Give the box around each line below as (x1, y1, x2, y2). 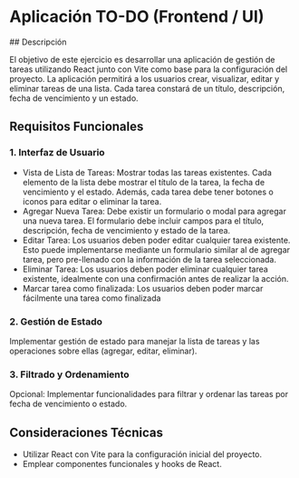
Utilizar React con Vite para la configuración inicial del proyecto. (22, 449, 263, 460)
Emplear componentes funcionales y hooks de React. (22, 459, 222, 470)
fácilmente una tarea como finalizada (22, 293, 161, 304)
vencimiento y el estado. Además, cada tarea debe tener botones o (22, 186, 274, 197)
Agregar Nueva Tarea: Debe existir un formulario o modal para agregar (22, 205, 287, 216)
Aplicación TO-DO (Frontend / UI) (9, 6, 265, 27)
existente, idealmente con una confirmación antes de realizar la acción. (22, 273, 289, 284)
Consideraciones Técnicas (9, 424, 163, 440)
